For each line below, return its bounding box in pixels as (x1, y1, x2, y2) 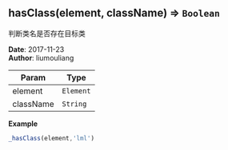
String (62, 99, 87, 109)
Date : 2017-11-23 (8, 44, 65, 54)
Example (8, 119, 38, 128)
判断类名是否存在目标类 (8, 28, 86, 38)
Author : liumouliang (8, 53, 74, 62)
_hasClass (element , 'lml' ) (8, 134, 94, 142)
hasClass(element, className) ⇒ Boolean (8, 6, 220, 20)
